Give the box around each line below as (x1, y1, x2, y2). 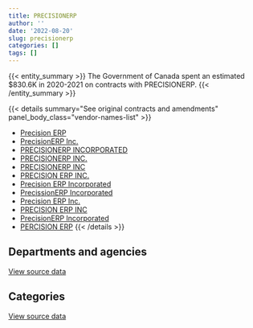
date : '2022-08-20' (8, 27, 74, 35)
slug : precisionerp (8, 34, 74, 43)
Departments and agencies (8, 245, 147, 259)
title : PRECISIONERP (8, 11, 78, 20)
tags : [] (8, 49, 38, 57)
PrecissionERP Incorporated (19, 188, 113, 197)
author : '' (8, 19, 45, 27)
